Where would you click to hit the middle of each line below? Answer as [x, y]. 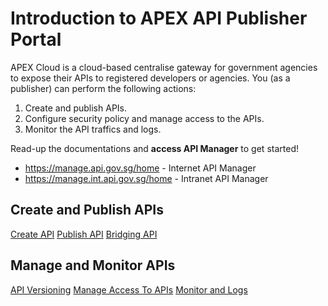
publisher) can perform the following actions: [103, 88]
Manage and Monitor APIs [93, 265]
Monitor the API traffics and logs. [93, 129]
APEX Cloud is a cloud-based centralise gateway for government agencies [164, 67]
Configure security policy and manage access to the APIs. [144, 118]
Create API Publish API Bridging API [84, 234]
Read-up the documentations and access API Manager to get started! [154, 148]
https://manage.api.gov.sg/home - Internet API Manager [140, 168]
